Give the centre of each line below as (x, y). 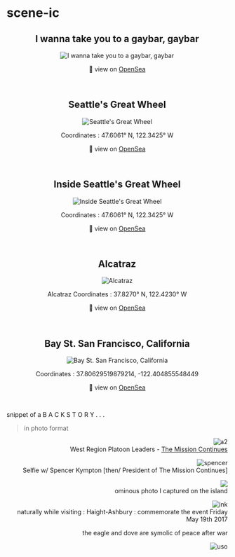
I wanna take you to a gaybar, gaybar (117, 39)
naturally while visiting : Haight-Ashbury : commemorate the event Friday (122, 512)
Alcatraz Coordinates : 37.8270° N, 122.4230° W (117, 294)
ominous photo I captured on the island (171, 491)
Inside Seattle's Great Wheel (117, 185)
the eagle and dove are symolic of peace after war (155, 533)
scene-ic (33, 13)
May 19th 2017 (207, 519)
